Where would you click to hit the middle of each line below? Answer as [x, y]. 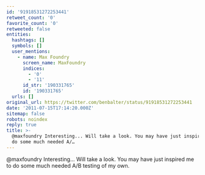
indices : [34, 68]
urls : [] [23, 97]
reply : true [21, 125]
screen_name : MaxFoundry [54, 63]
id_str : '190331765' [49, 86]
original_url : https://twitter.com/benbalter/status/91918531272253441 [99, 102]
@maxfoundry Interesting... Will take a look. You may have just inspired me [100, 159]
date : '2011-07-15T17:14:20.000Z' [50, 108]
